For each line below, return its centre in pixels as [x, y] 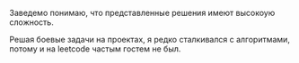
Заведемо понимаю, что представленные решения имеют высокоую [142, 13]
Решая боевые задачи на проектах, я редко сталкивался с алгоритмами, [149, 39]
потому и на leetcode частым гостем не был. [95, 49]
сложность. [31, 22]
